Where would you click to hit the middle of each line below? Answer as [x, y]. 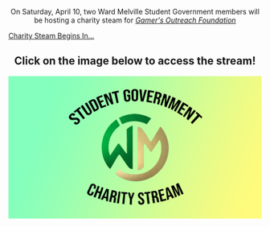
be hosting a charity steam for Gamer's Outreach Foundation [135, 20]
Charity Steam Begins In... [51, 36]
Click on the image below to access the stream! [135, 61]
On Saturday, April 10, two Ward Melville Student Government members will [135, 12]
